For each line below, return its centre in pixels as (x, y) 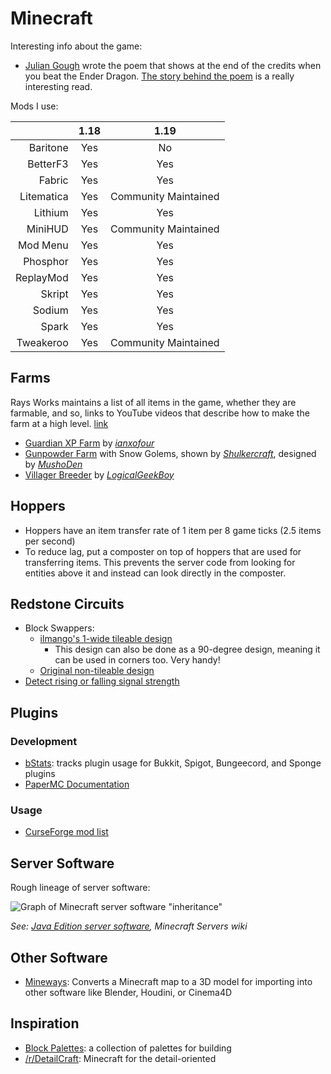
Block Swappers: (59, 628)
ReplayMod (42, 277)
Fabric (53, 180)
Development (44, 741)
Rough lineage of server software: (80, 888)
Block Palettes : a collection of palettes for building (128, 1048)
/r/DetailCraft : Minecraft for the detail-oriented (120, 1058)
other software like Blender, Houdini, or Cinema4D (128, 992)
